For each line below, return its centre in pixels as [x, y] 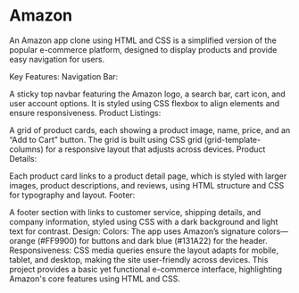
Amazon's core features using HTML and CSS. [95, 279]
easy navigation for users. [57, 59]
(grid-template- [233, 139]
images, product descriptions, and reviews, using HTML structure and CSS [147, 185]
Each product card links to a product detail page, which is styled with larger [148, 176]
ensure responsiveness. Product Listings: [85, 113]
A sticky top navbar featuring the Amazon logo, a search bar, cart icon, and [147, 94]
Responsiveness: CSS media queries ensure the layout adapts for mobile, [144, 250]
